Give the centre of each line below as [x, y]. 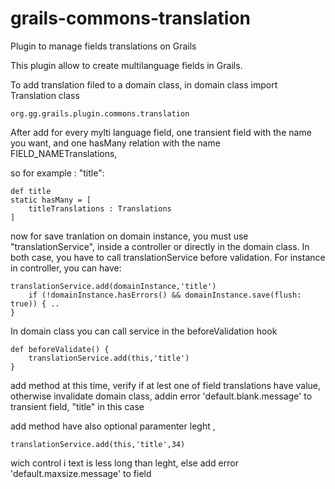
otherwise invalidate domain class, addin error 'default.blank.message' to [161, 396]
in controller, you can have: [66, 268]
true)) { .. [35, 303]
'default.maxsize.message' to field [81, 473]
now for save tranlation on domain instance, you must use [129, 236]
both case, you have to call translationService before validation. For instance [168, 257]
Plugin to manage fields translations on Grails [103, 46]
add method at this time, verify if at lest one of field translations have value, [166, 385]
